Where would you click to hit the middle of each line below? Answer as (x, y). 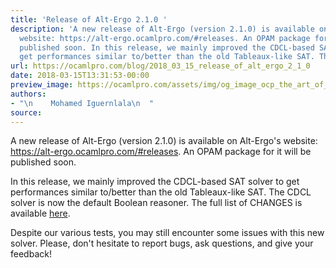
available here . (40, 213)
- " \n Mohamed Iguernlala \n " (82, 103)
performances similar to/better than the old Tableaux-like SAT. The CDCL (161, 192)
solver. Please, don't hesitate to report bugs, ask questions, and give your (162, 243)
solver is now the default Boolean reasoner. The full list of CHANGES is (156, 203)
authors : (28, 94)
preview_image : (42, 85)
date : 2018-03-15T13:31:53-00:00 (80, 76)
